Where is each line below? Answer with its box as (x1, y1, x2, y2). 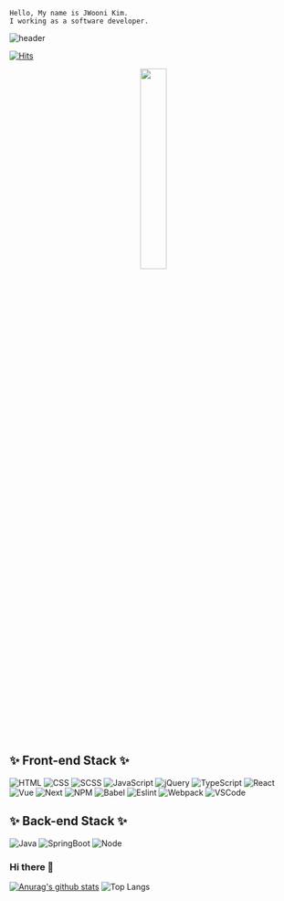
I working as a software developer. (9, 16, 149, 26)
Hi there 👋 (9, 860, 55, 873)
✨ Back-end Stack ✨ (9, 813, 128, 829)
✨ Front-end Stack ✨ (9, 753, 130, 768)
